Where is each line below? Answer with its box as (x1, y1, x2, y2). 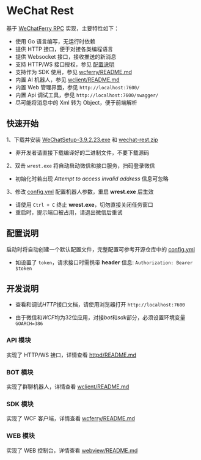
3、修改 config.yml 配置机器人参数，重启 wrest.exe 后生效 (6, 188, 154, 195)
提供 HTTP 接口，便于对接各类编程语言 (15, 45, 114, 53)
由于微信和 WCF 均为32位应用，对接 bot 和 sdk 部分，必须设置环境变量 (15, 314, 186, 321)
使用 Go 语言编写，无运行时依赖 (15, 37, 96, 45)
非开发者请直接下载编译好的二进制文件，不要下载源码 (15, 149, 150, 156)
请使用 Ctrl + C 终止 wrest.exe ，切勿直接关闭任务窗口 (15, 201, 154, 208)
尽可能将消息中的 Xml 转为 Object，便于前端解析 (15, 98, 137, 106)
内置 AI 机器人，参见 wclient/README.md (15, 76, 120, 83)
